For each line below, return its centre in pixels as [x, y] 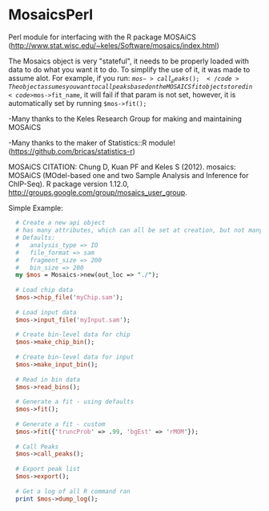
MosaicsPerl [51, 15]
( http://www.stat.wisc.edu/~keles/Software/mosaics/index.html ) [114, 45]
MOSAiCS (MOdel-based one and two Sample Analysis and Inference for [128, 176]
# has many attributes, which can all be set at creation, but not [130, 230]
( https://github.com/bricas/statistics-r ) [72, 152]
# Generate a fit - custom [60, 424]
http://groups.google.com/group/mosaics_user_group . [98, 193]
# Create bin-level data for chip [73, 335]
